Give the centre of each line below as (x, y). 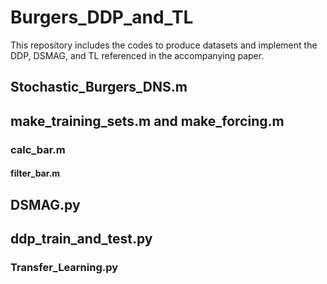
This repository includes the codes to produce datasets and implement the (164, 45)
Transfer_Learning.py (64, 267)
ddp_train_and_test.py (81, 239)
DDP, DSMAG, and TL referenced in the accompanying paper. (137, 55)
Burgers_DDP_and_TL (102, 17)
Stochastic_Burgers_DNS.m (99, 87)
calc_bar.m (38, 149)
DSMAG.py (45, 204)
